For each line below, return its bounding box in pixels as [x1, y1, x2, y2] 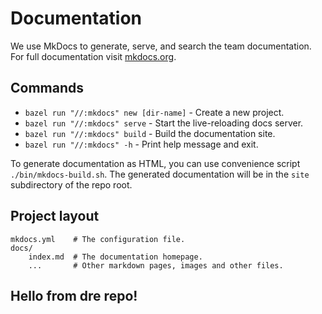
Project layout [10, 208, 100, 225]
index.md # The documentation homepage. [28, 252, 203, 262]
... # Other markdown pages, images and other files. [28, 260, 284, 271]
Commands [10, 80, 85, 97]
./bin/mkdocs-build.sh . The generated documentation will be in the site [10, 168, 310, 180]
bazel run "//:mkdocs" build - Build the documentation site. [24, 127, 276, 139]
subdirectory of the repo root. [10, 178, 133, 191]
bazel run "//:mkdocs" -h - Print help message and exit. [24, 138, 259, 150]
